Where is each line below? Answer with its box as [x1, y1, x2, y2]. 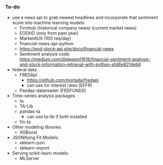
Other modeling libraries [12, 124, 61, 130]
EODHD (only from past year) [19, 30, 79, 36]
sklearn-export [19, 145, 50, 151]
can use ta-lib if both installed [26, 114, 87, 120]
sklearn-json [19, 140, 45, 146]
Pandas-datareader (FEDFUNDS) [19, 87, 87, 94]
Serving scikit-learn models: [12, 150, 70, 156]
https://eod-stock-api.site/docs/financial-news [19, 46, 114, 52]
